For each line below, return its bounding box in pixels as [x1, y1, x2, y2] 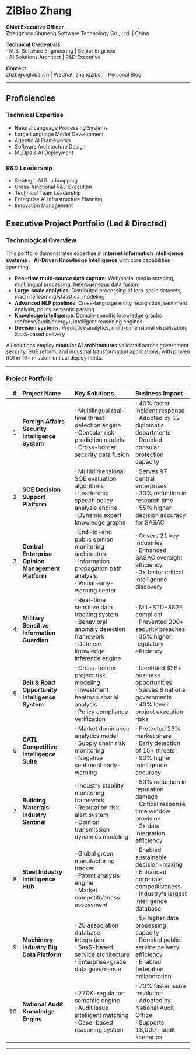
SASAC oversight [135, 553, 183, 561]
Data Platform [22, 950, 62, 959]
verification [75, 715, 106, 723]
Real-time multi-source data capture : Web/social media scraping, [14, 274, 175, 281]
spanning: [6, 263, 30, 270]
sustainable [135, 853, 167, 861]
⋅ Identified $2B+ [135, 664, 182, 672]
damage [135, 792, 158, 801]
